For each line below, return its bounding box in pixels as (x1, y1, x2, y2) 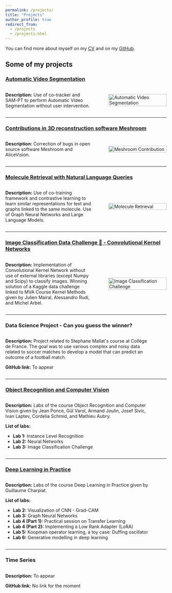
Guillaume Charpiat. (5, 488, 47, 494)
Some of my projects (5, 60, 73, 69)
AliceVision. (5, 152, 30, 158)
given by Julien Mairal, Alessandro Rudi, (5, 294, 90, 300)
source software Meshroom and (5, 146, 73, 152)
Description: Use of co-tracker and (5, 92, 80, 98)
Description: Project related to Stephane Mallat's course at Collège (5, 337, 147, 344)
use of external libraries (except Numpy (5, 272, 89, 279)
